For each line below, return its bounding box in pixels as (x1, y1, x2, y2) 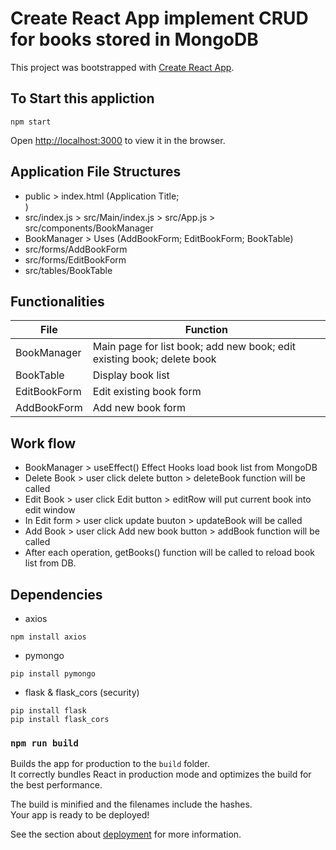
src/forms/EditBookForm (24, 253, 127, 266)
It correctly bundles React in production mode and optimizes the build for (10, 768, 312, 781)
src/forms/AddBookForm (24, 243, 128, 255)
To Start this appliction (10, 90, 155, 107)
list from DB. (24, 557, 77, 569)
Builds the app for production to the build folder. (10, 758, 211, 770)
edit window (24, 504, 76, 516)
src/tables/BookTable (24, 264, 113, 276)
